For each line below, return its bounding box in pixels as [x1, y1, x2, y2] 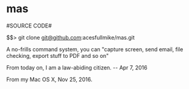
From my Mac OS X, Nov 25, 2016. [6, 76, 93, 83]
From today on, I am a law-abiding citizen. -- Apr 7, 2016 [6, 63, 148, 71]
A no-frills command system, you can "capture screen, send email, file [6, 45, 184, 53]
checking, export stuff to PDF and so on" [6, 52, 109, 59]
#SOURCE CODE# [6, 22, 52, 29]
